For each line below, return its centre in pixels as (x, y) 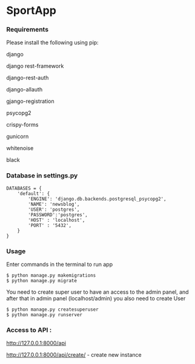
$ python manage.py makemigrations (51, 276)
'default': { (34, 194)
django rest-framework (35, 66)
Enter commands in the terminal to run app (60, 265)
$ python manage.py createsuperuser (52, 309)
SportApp (31, 11)
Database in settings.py (42, 176)
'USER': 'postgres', (54, 210)
